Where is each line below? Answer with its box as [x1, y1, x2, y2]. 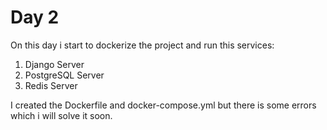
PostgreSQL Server [24, 69, 105, 81]
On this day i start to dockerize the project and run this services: [10, 39, 275, 51]
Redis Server [24, 79, 78, 91]
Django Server [24, 58, 85, 70]
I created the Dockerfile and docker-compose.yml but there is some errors [10, 99, 317, 111]
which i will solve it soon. [10, 109, 113, 121]
